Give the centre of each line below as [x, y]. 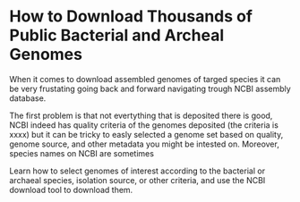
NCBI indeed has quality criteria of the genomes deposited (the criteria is [144, 125]
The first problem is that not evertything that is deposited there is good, [141, 115]
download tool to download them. [71, 189]
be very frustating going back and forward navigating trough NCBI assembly [150, 88]
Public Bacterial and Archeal [117, 35]
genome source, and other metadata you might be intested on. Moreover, [144, 144]
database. [28, 98]
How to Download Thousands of [131, 17]
